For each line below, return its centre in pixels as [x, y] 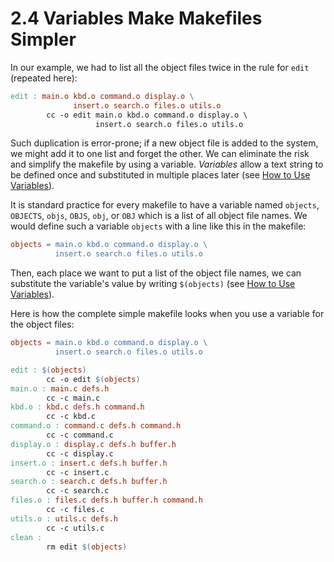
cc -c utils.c [75, 528]
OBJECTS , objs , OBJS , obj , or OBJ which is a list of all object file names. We [159, 216]
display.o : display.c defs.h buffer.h [93, 444]
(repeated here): [44, 78]
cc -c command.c [80, 435]
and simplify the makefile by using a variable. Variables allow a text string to [167, 164]
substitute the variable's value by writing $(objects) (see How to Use [153, 284]
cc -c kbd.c [71, 417]
